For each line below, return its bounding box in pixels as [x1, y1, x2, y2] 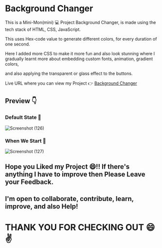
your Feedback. [5, 178, 54, 186]
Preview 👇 [5, 97, 37, 105]
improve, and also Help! [5, 202, 78, 210]
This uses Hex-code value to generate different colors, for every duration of [5, 36, 157, 42]
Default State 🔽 [5, 114, 41, 121]
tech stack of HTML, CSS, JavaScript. [5, 26, 81, 32]
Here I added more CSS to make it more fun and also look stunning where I [5, 50, 155, 56]
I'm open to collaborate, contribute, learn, [5, 194, 134, 203]
